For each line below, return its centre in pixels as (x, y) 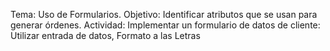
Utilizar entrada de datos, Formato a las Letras (105, 35)
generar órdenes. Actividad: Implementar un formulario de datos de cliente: (165, 25)
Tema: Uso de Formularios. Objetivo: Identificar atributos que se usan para (164, 14)
